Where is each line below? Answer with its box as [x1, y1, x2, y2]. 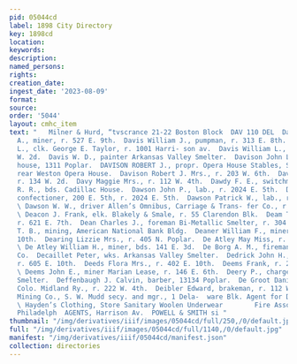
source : [9, 103, 38, 112]
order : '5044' [9, 111, 62, 120]
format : [9, 95, 38, 104]
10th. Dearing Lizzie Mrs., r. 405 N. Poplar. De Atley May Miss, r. [17, 235, 287, 244]
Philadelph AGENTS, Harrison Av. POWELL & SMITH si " [17, 308, 227, 318]
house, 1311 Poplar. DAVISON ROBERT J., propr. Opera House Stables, [17, 161, 283, 170]
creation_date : [9, 79, 65, 87]
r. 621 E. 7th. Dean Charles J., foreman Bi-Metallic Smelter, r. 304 [17, 218, 287, 227]
